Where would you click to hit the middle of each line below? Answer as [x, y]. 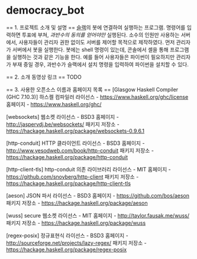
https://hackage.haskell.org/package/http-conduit [67, 157]
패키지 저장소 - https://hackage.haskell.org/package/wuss [76, 223]
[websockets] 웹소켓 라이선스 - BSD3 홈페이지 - [63, 116]
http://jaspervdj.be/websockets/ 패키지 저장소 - [63, 124]
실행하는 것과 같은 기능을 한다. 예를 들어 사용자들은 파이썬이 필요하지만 [93, 57]
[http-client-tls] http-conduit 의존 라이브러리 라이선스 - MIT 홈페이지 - [88, 169]
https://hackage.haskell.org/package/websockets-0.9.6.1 [75, 131]
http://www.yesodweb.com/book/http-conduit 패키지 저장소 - [80, 150]
